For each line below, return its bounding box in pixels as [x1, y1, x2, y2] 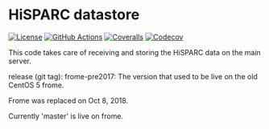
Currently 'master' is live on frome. [8, 111, 123, 121]
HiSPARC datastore [8, 6, 140, 24]
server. [8, 56, 32, 66]
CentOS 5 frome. [8, 80, 64, 90]
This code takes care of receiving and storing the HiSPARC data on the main [8, 47, 262, 57]
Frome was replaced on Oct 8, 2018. [8, 95, 129, 105]
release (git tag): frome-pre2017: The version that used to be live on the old [8, 71, 258, 81]
